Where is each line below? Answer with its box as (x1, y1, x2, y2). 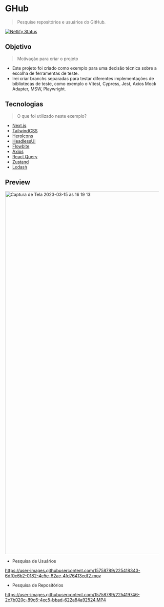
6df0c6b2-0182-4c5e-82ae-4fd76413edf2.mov (5, 573, 101, 579)
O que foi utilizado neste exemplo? (17, 113, 87, 119)
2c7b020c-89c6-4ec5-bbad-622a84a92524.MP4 (5, 597, 106, 603)
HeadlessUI (12, 138, 36, 144)
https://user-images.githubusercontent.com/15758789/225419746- (5, 592, 140, 598)
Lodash (12, 164, 28, 170)
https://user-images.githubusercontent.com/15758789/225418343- (5, 567, 141, 574)
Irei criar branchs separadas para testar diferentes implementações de (12, 75, 154, 81)
